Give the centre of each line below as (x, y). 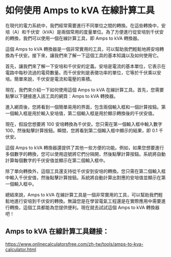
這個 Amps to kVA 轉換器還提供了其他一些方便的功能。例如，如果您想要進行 (85, 148)
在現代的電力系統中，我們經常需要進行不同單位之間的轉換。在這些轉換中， (83, 25)
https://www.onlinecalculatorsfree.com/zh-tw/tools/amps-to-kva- (74, 244)
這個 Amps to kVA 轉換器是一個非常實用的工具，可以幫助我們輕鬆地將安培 (82, 49)
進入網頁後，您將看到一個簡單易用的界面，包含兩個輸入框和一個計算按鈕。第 (85, 107)
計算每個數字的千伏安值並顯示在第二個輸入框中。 (56, 160)
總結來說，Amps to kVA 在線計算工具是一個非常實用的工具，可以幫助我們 (82, 194)
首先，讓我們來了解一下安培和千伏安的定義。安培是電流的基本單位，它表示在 (85, 66)
